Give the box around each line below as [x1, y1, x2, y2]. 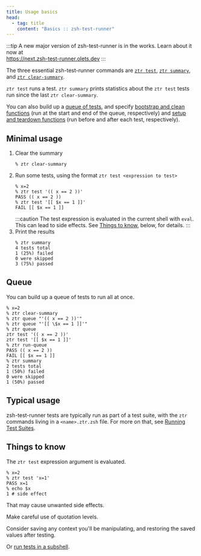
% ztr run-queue [6, 342, 47, 348]
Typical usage [6, 395, 60, 406]
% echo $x [6, 485, 31, 491]
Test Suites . [6, 424, 36, 432]
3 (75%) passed [14, 261, 54, 267]
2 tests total [6, 363, 42, 369]
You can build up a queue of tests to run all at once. [6, 293, 135, 300]
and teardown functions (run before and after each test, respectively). [6, 116, 180, 123]
